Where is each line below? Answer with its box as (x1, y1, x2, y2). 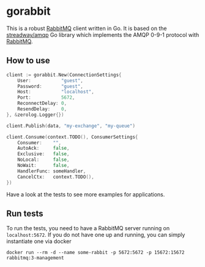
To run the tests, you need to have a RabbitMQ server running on (6, 225, 170, 232)
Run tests (6, 208, 43, 219)
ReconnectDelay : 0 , (17, 100, 67, 107)
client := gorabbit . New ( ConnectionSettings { (6, 72, 122, 78)
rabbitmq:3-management (6, 255, 64, 261)
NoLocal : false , (17, 157, 70, 163)
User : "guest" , (17, 77, 84, 83)
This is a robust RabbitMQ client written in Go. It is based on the (6, 25, 167, 32)
